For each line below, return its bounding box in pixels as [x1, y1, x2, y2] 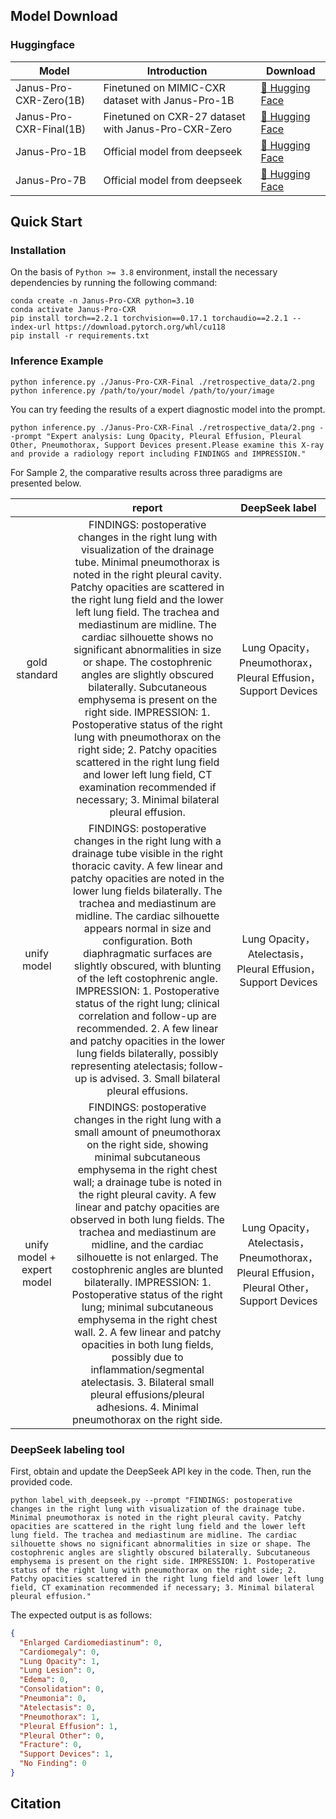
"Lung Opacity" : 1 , [19, 1656, 101, 1666]
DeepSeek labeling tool [10, 1442, 125, 1456]
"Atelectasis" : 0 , [19, 1702, 97, 1713]
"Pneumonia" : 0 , [19, 1694, 87, 1704]
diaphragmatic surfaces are [83, 946, 213, 960]
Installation [10, 244, 67, 257]
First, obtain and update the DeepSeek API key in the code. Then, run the [10, 1465, 312, 1477]
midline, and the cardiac [91, 1237, 204, 1251]
